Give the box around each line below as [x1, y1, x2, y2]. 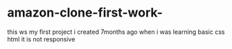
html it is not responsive [7, 35, 75, 43]
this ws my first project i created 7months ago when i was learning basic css [7, 28, 225, 36]
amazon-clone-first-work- [7, 5, 163, 21]
